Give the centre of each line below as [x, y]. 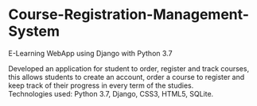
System [34, 31]
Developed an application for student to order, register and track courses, [128, 68]
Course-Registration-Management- [128, 15]
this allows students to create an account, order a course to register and [127, 77]
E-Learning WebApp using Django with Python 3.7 [90, 53]
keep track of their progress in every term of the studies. [101, 85]
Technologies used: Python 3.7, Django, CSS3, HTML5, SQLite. [111, 93]
